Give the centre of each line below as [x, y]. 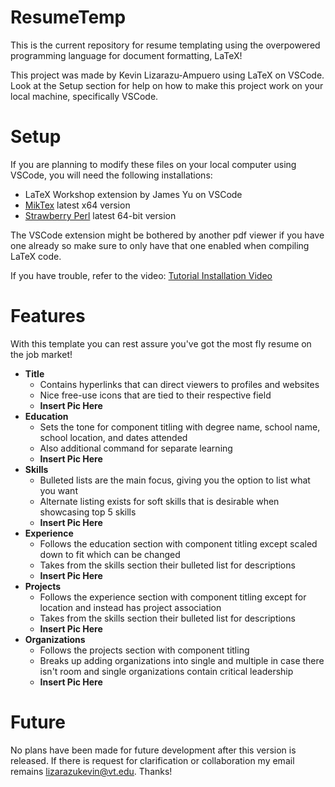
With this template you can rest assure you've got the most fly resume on [161, 343]
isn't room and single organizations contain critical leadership [166, 671]
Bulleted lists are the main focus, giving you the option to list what [175, 480]
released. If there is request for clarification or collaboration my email [152, 760]
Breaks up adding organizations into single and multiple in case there [182, 660]
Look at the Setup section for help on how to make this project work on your [167, 85]
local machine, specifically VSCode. [84, 96]
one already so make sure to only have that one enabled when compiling [160, 245]
